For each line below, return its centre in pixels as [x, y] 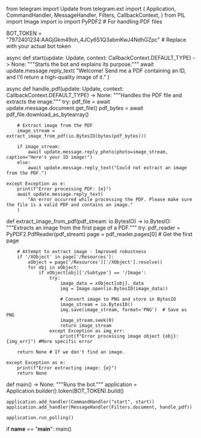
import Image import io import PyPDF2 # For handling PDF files [84, 21]
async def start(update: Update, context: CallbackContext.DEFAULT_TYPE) [99, 58]
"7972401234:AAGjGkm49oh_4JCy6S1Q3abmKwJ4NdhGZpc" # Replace [96, 40]
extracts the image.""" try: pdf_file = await [58, 101]
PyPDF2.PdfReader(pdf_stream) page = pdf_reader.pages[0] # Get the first [99, 234]
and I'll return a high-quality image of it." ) [58, 77]
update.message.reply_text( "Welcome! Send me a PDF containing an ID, [96, 71]
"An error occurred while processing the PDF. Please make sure [110, 199]
